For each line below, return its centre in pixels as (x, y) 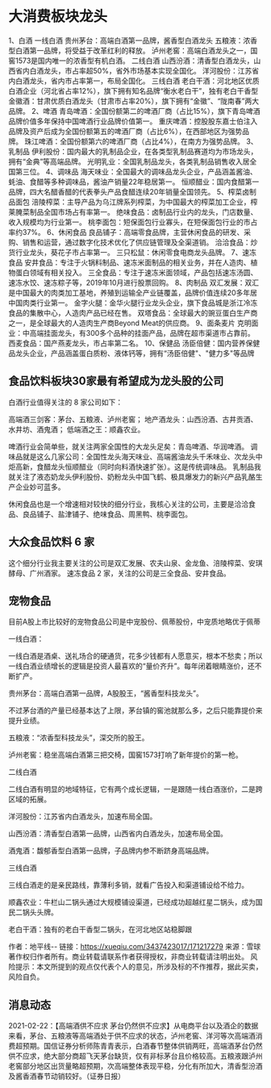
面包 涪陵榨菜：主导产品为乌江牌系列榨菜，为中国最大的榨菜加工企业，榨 (136, 202)
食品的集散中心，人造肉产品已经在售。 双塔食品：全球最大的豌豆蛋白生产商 (133, 312)
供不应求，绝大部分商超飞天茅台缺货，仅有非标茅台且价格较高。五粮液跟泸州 (135, 1056)
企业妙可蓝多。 (40, 487)
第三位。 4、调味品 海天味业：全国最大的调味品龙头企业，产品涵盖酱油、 (136, 171)
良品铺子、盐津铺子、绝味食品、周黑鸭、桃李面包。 (107, 514)
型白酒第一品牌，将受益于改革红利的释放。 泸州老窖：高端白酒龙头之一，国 (133, 50)
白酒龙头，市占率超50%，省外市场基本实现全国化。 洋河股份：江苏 (141, 70)
